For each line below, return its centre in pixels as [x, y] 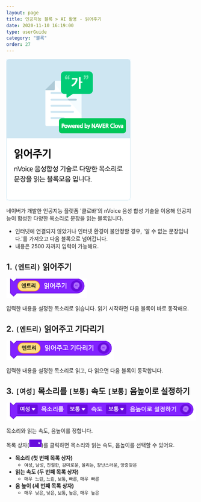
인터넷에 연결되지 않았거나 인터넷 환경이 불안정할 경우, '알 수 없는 [91, 231]
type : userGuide [26, 32]
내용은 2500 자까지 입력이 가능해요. [57, 246]
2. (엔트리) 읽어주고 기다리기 [55, 329]
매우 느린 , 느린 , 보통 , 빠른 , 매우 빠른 [62, 478]
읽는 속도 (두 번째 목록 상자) [47, 472]
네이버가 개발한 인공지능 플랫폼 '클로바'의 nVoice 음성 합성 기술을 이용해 [91, 211]
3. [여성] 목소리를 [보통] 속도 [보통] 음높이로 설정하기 [98, 391]
